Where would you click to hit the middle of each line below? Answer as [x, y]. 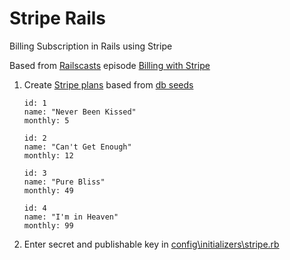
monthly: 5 [46, 120]
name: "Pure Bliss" [64, 182]
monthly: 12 [48, 155]
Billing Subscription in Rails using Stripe [91, 46]
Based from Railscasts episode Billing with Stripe [110, 65]
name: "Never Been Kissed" [80, 112]
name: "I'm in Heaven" [71, 217]
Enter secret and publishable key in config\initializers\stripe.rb [151, 244]
